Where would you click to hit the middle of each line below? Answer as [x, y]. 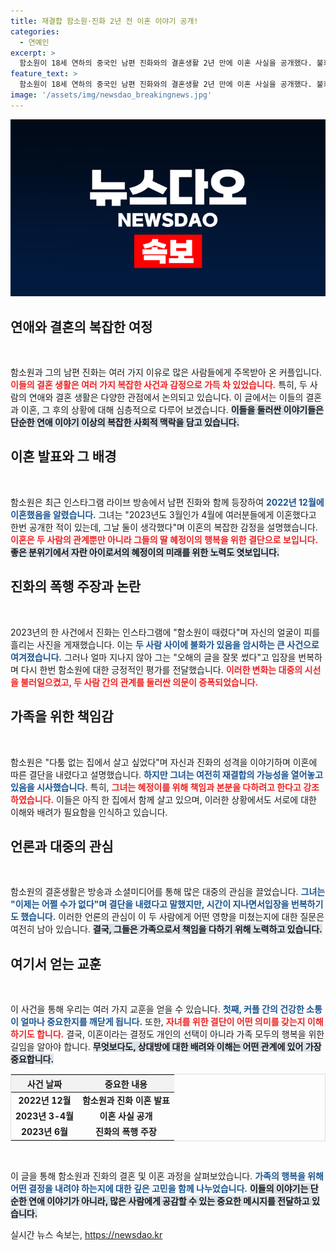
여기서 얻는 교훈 [56, 963]
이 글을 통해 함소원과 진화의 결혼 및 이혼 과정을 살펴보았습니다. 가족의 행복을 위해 [167, 1176]
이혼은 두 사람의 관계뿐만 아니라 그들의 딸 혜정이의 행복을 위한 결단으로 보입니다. [164, 539]
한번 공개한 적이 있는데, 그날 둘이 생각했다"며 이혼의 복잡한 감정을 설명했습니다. [164, 527]
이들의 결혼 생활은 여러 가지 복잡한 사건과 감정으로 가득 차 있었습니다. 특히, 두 [159, 385]
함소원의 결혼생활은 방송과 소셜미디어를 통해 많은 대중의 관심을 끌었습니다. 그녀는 [168, 892]
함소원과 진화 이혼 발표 [125, 1100]
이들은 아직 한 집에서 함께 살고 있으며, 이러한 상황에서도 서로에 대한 [186, 799]
